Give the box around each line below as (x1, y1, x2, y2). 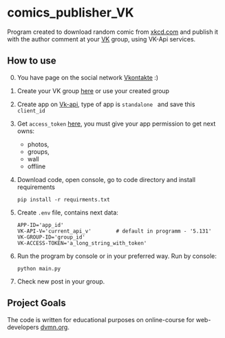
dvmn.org (40, 323, 68, 331)
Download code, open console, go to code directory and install (17, 175, 196, 183)
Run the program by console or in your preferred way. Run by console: (17, 252, 217, 260)
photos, (27, 140, 50, 148)
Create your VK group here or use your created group (17, 86, 170, 95)
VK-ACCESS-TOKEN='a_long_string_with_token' (17, 239, 147, 246)
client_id (17, 107, 46, 115)
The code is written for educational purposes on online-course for (7, 315, 195, 324)
